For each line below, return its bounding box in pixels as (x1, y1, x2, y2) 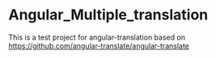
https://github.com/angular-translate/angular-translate (8, 40, 190, 50)
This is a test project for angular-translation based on (8, 32, 186, 42)
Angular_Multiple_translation (8, 6, 209, 24)
